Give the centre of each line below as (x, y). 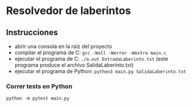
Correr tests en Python (39, 86)
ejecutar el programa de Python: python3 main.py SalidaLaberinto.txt (100, 71)
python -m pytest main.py (38, 99)
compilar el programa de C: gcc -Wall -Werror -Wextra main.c (90, 53)
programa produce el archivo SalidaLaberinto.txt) (74, 65)
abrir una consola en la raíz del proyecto (63, 46)
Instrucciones (32, 32)
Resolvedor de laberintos (68, 11)
